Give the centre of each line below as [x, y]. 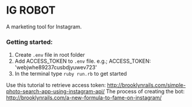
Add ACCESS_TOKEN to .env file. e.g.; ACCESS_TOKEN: [83, 61]
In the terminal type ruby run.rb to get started [71, 74]
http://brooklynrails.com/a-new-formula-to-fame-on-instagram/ [84, 98]
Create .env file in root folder [50, 55]
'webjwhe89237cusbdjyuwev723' [56, 67]
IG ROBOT [31, 10]
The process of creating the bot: [145, 92]
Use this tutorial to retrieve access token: [56, 85]
